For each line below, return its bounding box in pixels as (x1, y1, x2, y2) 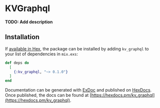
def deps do (5, 60, 29, 65)
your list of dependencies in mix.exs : (5, 51, 78, 57)
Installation (5, 33, 40, 41)
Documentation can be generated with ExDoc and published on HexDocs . (5, 87, 152, 93)
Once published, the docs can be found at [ (5, 93, 92, 98)
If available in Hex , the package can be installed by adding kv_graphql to (5, 46, 149, 51)
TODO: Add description (5, 19, 53, 25)
